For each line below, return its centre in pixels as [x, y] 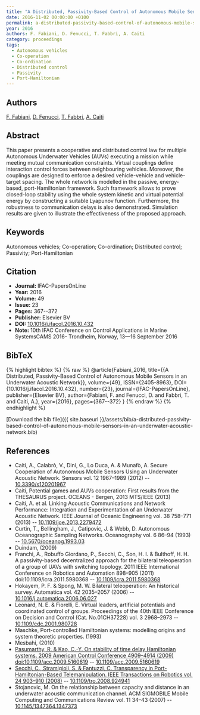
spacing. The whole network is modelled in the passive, [90, 181]
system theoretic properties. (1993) [58, 637]
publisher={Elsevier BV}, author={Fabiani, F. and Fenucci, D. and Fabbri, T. [98, 395]
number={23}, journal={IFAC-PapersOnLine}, [135, 389]
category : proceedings [34, 39]
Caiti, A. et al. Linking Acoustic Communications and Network [90, 503]
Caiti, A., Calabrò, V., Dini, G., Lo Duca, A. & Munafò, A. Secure [91, 465]
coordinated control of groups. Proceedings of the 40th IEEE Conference [104, 611]
